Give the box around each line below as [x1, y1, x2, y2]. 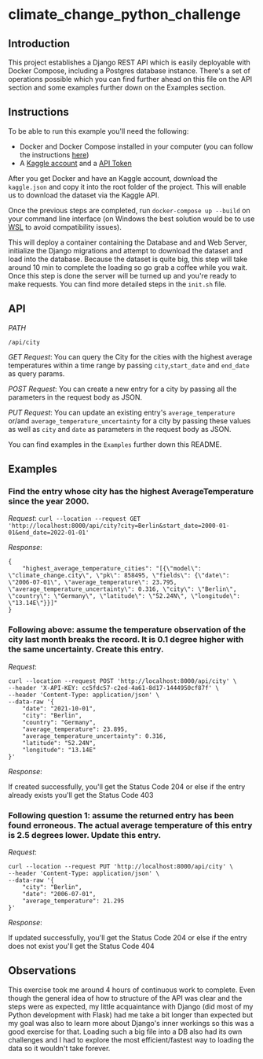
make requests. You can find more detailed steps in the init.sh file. [8, 279, 227, 289]
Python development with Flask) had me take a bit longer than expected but [8, 1009, 254, 1020]
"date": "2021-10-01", [22, 704, 97, 713]
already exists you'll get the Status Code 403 [8, 790, 154, 799]
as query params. [8, 368, 65, 378]
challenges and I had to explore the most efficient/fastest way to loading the [8, 1035, 254, 1044]
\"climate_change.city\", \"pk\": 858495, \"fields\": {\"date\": [8, 572, 230, 580]
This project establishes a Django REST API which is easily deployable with [8, 57, 251, 67]
